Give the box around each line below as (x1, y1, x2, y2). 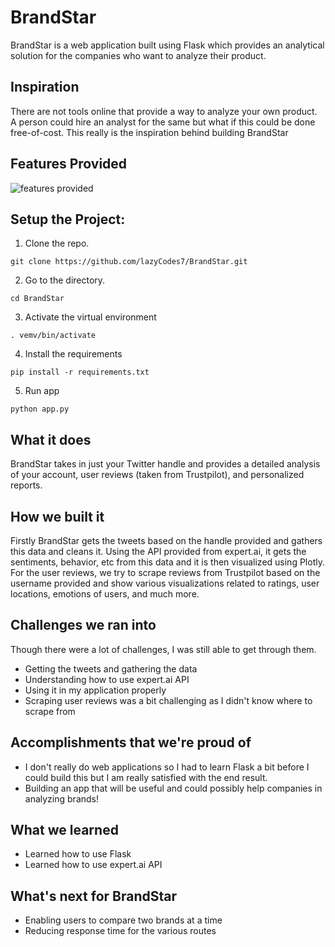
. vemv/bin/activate (10, 331, 97, 341)
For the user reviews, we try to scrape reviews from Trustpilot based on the (10, 567, 321, 578)
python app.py (10, 404, 70, 415)
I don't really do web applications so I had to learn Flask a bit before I (24, 761, 310, 773)
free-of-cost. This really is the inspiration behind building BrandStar (10, 126, 289, 138)
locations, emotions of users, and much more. (10, 588, 200, 600)
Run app (24, 385, 60, 397)
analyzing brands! (24, 792, 99, 805)
